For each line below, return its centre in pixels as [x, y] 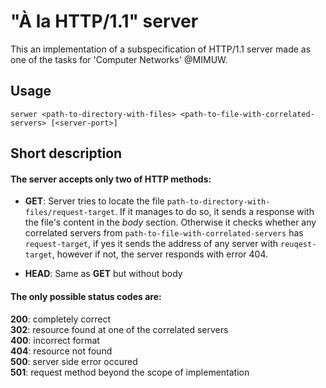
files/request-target [69, 213]
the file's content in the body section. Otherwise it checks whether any [170, 222]
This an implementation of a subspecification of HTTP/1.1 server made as [161, 49]
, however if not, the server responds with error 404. [160, 254]
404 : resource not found [61, 351]
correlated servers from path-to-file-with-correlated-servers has [164, 233]
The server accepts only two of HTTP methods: [111, 179]
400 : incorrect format [55, 340]
